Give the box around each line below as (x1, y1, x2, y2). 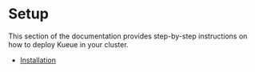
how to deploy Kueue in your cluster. (8, 39, 129, 49)
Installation (19, 55, 57, 65)
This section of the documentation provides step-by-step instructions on (8, 31, 248, 41)
